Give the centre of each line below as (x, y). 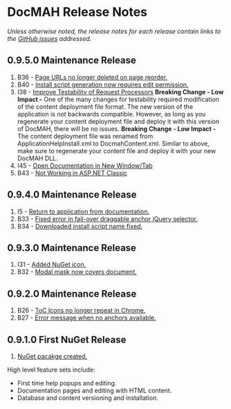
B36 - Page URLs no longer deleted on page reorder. (92, 77)
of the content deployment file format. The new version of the (105, 106)
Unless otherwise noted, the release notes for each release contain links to (114, 31)
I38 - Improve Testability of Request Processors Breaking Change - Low (120, 92)
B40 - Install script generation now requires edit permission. (103, 85)
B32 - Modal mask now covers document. (77, 272)
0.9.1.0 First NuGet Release (67, 339)
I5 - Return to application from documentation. (83, 211)
